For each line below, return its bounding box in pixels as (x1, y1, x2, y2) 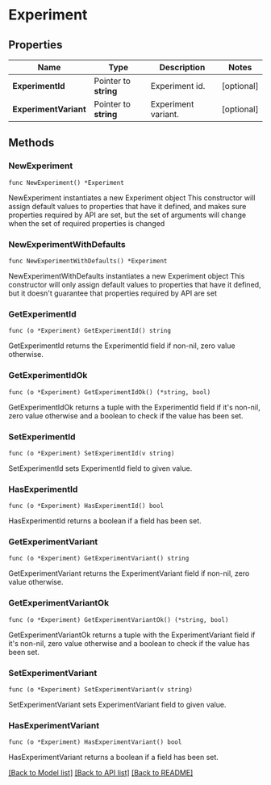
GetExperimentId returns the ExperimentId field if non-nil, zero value (8, 341, 236, 351)
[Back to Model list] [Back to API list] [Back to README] (8, 768, 194, 778)
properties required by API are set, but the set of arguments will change (8, 210, 247, 220)
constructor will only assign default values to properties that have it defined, (8, 279, 261, 289)
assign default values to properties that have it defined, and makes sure (8, 201, 247, 211)
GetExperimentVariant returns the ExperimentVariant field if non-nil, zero (8, 569, 250, 578)
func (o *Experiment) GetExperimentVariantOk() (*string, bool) (8, 615, 229, 623)
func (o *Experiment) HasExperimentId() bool (8, 502, 164, 510)
